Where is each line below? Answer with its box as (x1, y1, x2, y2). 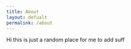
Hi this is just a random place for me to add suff (6, 36, 125, 44)
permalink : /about (6, 20, 53, 26)
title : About (6, 8, 39, 15)
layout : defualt (6, 14, 47, 20)
